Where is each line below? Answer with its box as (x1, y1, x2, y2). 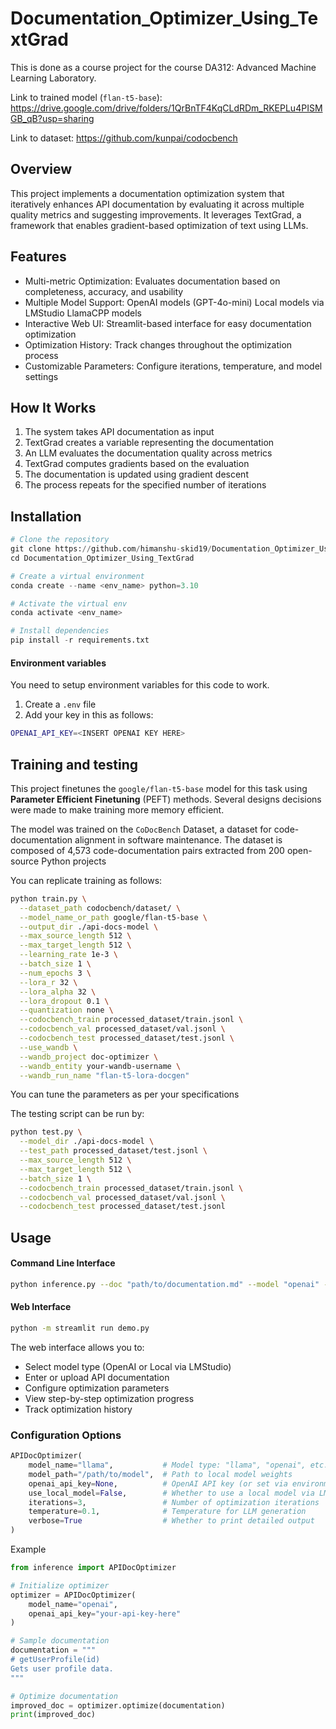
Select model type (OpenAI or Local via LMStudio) (24, 1360, 232, 1372)
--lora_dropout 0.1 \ (19, 996, 110, 1006)
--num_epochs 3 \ (19, 968, 92, 978)
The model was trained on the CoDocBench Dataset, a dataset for (10, 823, 272, 835)
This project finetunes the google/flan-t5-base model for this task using (10, 782, 308, 794)
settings (24, 370, 59, 382)
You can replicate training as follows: (10, 874, 163, 886)
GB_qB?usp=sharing (10, 112, 95, 124)
